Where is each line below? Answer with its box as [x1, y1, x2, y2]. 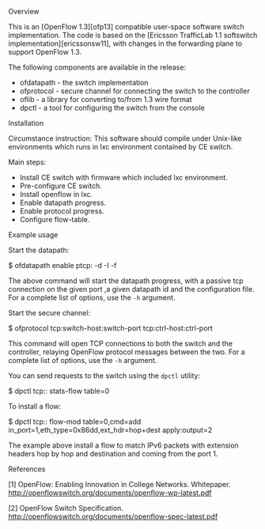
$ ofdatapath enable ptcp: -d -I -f [8, 261, 117, 270]
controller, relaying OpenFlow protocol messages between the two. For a [8, 347, 245, 357]
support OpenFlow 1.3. [8, 47, 81, 56]
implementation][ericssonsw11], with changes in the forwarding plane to [8, 39, 243, 48]
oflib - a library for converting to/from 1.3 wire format [19, 95, 192, 104]
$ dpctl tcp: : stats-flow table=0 [8, 387, 110, 395]
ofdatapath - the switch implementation [19, 78, 149, 87]
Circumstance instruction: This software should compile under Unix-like [8, 134, 243, 143]
